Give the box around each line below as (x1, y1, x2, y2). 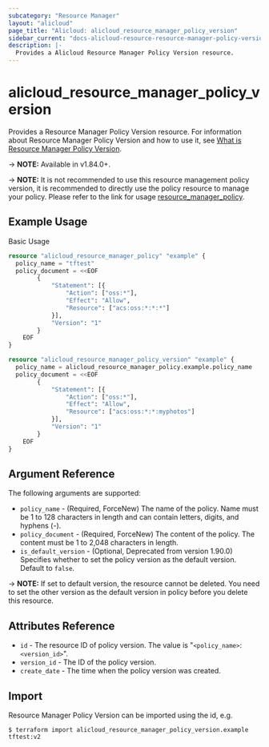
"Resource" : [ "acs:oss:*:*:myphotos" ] (65, 408, 195, 416)
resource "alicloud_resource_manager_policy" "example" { (8, 251, 206, 260)
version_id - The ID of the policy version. (19, 657, 157, 667)
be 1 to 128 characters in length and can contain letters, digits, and (19, 512, 239, 522)
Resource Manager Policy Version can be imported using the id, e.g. (8, 710, 233, 720)
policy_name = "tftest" (15, 259, 94, 267)
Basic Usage (8, 236, 50, 246)
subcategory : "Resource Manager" (8, 11, 120, 20)
